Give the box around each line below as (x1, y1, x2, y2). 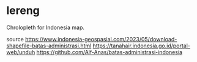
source (6, 35, 24, 43)
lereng (6, 4, 40, 18)
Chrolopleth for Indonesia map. (6, 24, 84, 31)
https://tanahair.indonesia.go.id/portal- (92, 42, 191, 49)
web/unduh (6, 48, 35, 55)
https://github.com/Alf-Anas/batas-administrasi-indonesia (36, 48, 182, 55)
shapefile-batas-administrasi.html (6, 42, 92, 49)
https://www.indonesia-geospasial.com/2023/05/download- (25, 35, 177, 43)
